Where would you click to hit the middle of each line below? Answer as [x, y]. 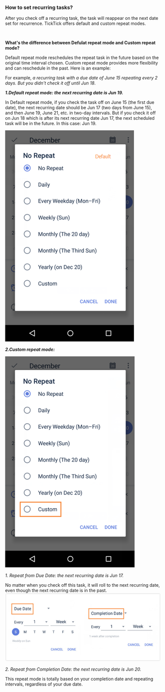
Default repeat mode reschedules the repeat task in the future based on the [82, 58]
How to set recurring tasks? [39, 7]
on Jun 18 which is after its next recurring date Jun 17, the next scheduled [80, 118]
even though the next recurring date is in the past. [56, 591]
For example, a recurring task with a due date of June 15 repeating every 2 [82, 78]
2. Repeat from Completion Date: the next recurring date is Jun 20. [73, 669]
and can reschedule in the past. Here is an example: [58, 68]
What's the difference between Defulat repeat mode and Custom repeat [80, 43]
